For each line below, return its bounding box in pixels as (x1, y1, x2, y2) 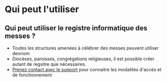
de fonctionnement (12, 72, 52, 78)
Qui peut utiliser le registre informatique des (5, 24, 148, 32)
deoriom (12, 51, 30, 56)
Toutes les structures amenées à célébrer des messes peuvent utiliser (12, 45, 159, 51)
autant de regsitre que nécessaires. (12, 61, 87, 67)
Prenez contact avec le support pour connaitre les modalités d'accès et (12, 67, 162, 72)
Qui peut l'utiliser (5, 4, 79, 15)
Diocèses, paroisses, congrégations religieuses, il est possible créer (12, 56, 155, 62)
